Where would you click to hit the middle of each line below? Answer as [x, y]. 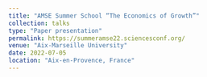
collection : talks [39, 23]
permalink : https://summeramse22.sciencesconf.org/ [97, 38]
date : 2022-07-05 [37, 53]
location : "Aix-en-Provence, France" [72, 61]
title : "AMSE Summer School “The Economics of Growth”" [104, 16]
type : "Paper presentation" [56, 30]
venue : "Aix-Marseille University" [68, 46]
